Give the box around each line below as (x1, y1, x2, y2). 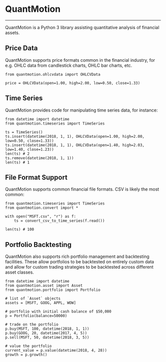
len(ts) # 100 (5, 227, 35, 232)
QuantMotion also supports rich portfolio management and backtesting (5, 253, 150, 260)
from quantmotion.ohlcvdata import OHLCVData (5, 72, 100, 77)
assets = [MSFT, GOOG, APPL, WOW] (5, 300, 77, 306)
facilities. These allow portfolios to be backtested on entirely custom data (5, 259, 154, 265)
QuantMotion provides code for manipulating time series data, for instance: (5, 107, 158, 113)
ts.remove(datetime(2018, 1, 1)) (5, 156, 74, 161)
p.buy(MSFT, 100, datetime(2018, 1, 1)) (5, 326, 90, 331)
